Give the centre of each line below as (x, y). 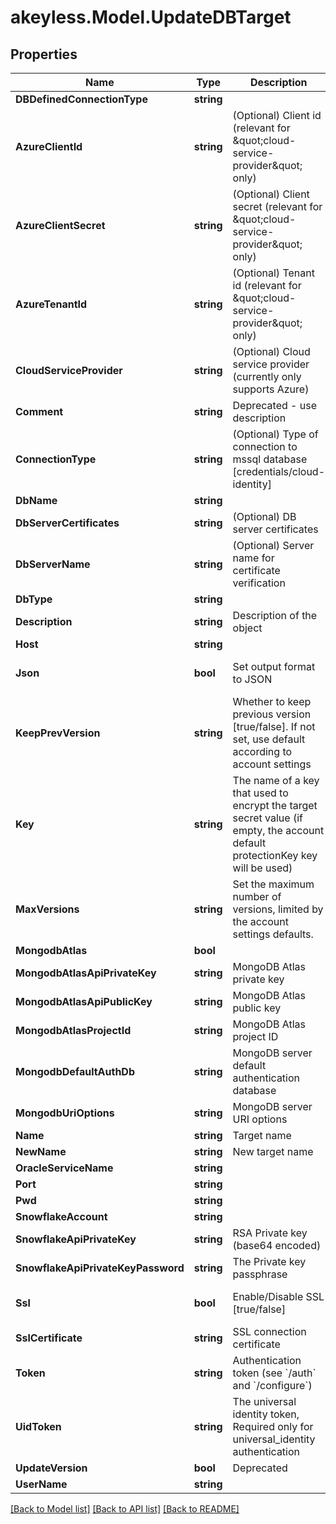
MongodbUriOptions (65, 1113)
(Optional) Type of (275, 434)
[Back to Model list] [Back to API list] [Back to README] (125, 1509)
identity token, (266, 1414)
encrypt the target (275, 805)
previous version (272, 714)
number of (257, 896)
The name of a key (276, 780)
